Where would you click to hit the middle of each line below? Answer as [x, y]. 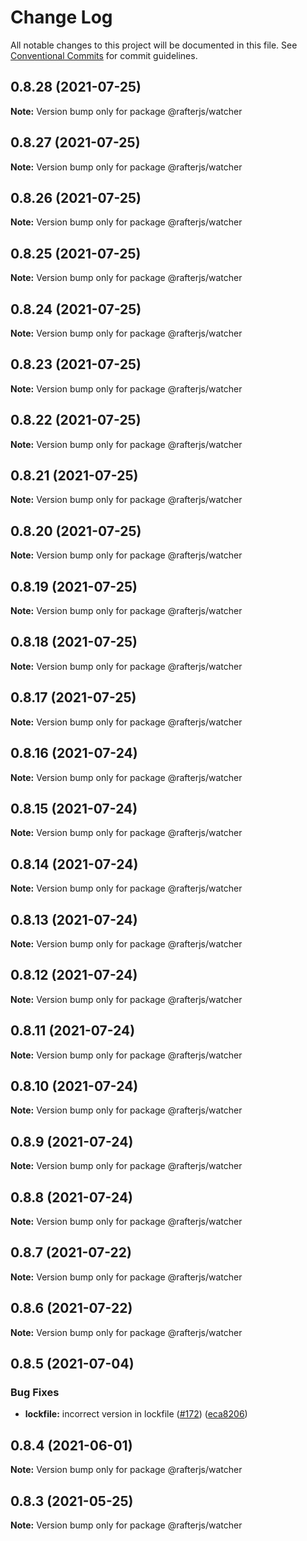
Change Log [61, 17]
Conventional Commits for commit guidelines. [104, 55]
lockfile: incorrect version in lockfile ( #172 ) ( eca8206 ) [136, 1414]
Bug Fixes [35, 1392]
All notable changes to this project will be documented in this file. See [154, 45]
